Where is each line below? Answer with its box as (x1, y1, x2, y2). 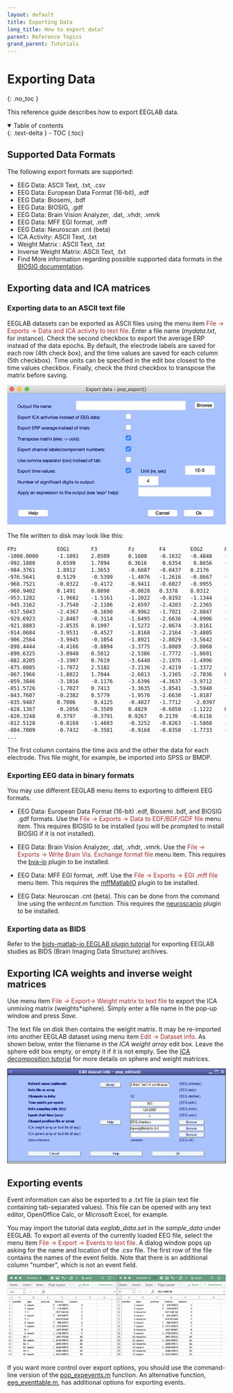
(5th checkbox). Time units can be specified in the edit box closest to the (7, 356, 216, 365)
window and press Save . (7, 1012, 78, 1020)
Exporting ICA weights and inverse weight (7, 967, 193, 979)
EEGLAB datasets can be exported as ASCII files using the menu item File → (7, 319, 224, 327)
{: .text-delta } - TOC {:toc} (7, 129, 85, 137)
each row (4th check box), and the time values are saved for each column (7, 349, 218, 357)
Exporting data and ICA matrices (7, 282, 151, 294)
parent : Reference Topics (7, 33, 82, 40)
